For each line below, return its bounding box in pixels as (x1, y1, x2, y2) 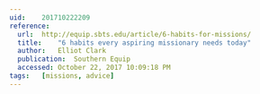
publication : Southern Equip (17, 55, 130, 64)
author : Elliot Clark (17, 47, 106, 56)
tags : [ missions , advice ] (9, 72, 115, 81)
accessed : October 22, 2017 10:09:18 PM (17, 64, 171, 73)
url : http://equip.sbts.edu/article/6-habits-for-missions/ (17, 30, 252, 38)
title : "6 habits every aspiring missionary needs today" (17, 38, 252, 47)
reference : (9, 21, 50, 30)
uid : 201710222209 (9, 13, 91, 22)
